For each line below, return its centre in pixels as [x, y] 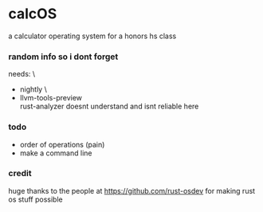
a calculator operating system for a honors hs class [92, 36]
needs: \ [22, 74]
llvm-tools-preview [51, 98]
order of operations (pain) [62, 144]
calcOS [33, 14]
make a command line [56, 153]
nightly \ [33, 89]
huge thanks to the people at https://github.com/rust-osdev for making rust [132, 190]
